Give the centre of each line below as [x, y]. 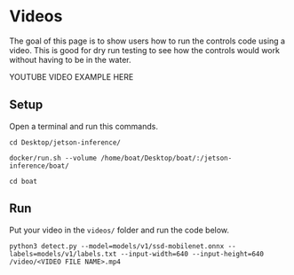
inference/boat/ [39, 166]
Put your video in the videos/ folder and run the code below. [119, 230]
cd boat [24, 181]
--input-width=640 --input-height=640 [192, 254]
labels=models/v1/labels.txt [63, 254]
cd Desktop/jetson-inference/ [65, 142]
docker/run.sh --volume [53, 158]
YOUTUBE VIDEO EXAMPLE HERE [72, 76]
